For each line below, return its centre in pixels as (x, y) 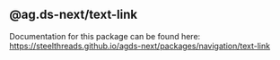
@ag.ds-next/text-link (73, 15)
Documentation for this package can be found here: (105, 36)
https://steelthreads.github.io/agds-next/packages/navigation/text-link (140, 46)
